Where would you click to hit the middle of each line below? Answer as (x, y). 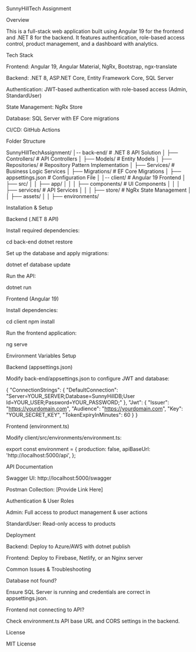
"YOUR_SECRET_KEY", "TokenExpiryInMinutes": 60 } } (72, 415)
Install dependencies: (32, 310)
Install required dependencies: (43, 230)
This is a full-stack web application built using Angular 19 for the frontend (95, 31)
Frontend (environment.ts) (38, 426)
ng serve (17, 344)
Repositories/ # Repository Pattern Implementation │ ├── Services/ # (90, 165)
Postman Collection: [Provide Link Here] (54, 489)
